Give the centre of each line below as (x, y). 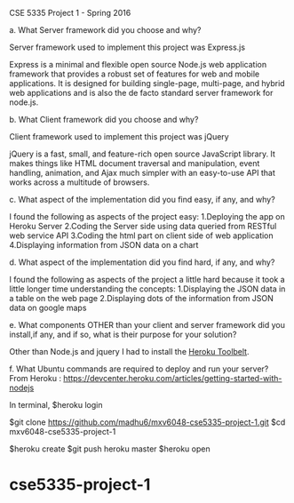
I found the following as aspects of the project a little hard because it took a (147, 279)
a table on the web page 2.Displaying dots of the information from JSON (141, 298)
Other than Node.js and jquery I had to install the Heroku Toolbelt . (129, 351)
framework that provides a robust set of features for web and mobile (135, 74)
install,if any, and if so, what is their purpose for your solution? (123, 334)
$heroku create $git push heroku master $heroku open (110, 449)
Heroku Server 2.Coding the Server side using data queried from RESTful (143, 226)
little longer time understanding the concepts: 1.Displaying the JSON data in (147, 289)
